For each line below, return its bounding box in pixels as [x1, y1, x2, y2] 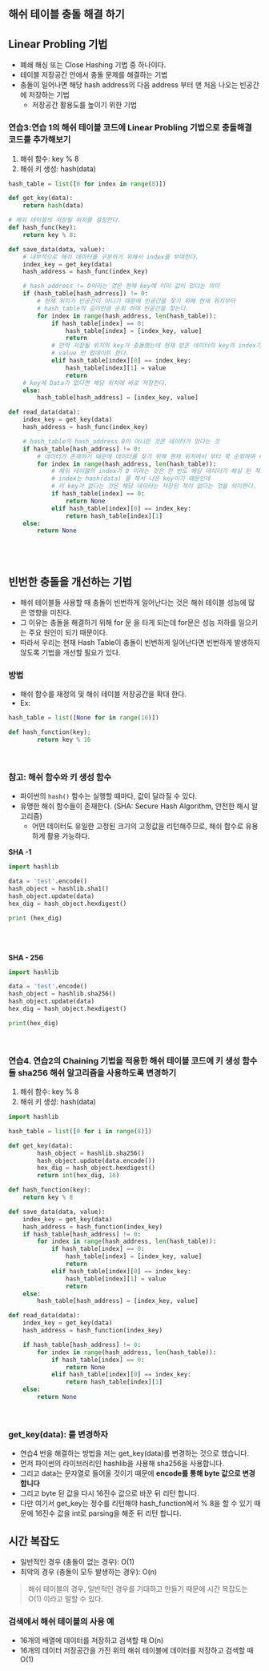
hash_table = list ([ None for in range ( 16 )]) [8, 714, 159, 722]
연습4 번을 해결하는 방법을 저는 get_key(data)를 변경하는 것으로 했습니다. [19, 1449, 250, 1458]
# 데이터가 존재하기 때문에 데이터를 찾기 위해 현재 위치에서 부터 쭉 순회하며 [37, 452, 256, 460]
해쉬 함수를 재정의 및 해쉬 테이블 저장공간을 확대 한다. [19, 689, 187, 699]
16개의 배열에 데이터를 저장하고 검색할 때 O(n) [19, 1636, 164, 1645]
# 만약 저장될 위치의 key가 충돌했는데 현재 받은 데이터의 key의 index [50, 342, 257, 350]
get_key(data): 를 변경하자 [8, 1429, 108, 1440]
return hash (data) [22, 202, 84, 210]
